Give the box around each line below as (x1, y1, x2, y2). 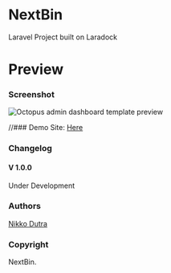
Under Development (8, 181, 75, 190)
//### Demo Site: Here (8, 123, 83, 132)
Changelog (8, 143, 52, 154)
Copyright (8, 238, 49, 250)
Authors (8, 201, 42, 212)
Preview (8, 60, 64, 79)
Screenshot (8, 89, 55, 100)
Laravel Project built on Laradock (8, 32, 118, 42)
